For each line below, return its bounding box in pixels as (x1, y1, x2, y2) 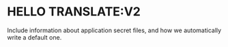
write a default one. (7, 33, 62, 41)
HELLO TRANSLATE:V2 (7, 4, 141, 19)
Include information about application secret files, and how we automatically (7, 26, 222, 34)
